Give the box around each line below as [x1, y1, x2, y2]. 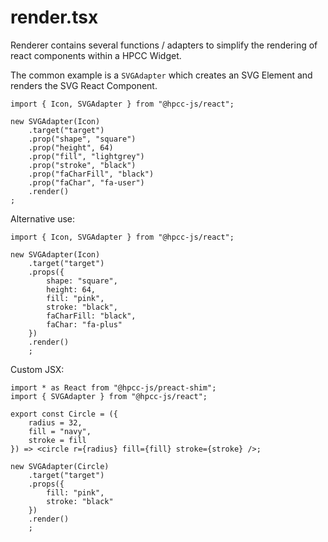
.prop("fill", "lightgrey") [28, 151, 145, 161]
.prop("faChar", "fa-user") [28, 177, 145, 188]
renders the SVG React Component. [10, 79, 158, 91]
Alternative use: [10, 212, 76, 225]
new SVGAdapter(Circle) [10, 461, 110, 471]
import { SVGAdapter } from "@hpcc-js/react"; [10, 391, 208, 401]
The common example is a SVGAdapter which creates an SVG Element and [10, 69, 313, 81]
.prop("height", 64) [28, 142, 114, 153]
